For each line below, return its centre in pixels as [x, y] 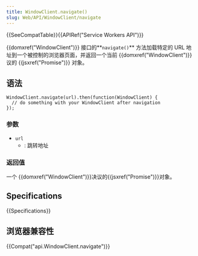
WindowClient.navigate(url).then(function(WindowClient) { [82, 97]
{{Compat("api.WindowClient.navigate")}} [58, 246]
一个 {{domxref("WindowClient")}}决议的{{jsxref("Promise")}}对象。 [91, 177]
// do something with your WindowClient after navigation [86, 103]
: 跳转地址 [36, 145]
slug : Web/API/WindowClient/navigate [54, 18]
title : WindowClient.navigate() [47, 12]
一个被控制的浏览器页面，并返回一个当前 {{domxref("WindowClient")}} [104, 54]
